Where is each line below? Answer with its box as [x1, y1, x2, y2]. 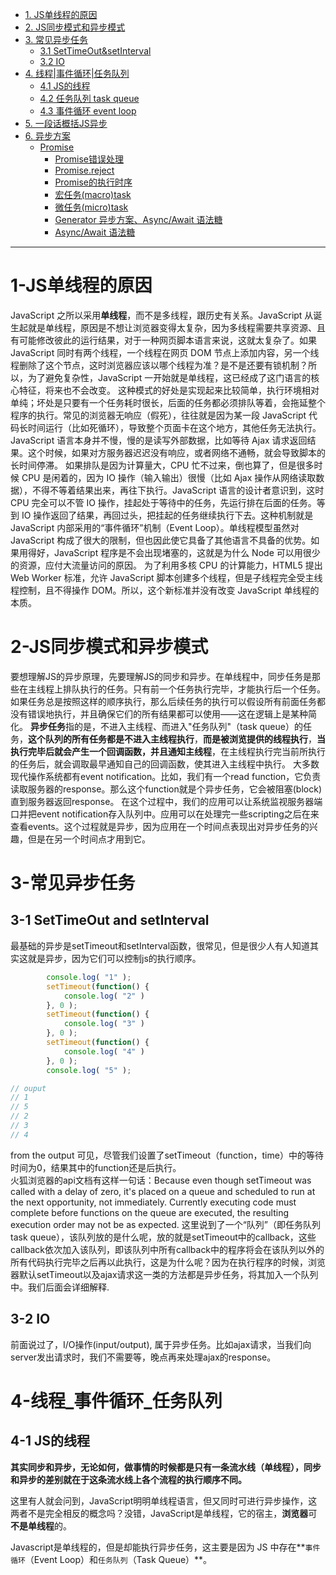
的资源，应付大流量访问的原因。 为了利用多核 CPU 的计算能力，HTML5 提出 [10, 559, 323, 571]
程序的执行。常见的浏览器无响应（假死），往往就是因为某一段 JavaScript [10, 409, 307, 421]
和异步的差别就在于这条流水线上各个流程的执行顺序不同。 [10, 1473, 247, 1485]
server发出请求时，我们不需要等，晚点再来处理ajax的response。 [10, 1351, 277, 1363]
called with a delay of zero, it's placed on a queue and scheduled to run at [10, 1185, 316, 1197]
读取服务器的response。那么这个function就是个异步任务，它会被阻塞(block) [10, 783, 322, 795]
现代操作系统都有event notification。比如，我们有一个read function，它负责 [10, 770, 322, 782]
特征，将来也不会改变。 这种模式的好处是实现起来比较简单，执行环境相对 [18, 384, 320, 396]
